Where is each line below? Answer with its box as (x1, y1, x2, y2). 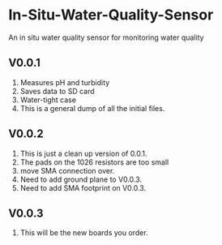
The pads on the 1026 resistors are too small (19, 157, 169, 167)
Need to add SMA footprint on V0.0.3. (19, 183, 147, 192)
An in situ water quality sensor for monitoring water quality (8, 32, 204, 42)
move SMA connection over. (19, 165, 115, 175)
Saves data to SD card (19, 86, 95, 96)
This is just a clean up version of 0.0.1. (19, 148, 147, 158)
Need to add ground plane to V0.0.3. (19, 174, 143, 184)
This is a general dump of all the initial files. (19, 103, 165, 113)
